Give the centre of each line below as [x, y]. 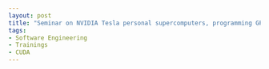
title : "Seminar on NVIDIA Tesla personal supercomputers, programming [130, 23]
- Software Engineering [48, 38]
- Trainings [28, 45]
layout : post [30, 15]
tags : [17, 30]
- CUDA [19, 52]
